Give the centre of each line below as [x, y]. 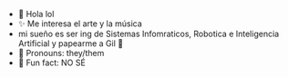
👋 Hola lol [36, 14]
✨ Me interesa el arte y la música [80, 24]
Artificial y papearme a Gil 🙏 [71, 43]
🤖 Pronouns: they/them [61, 53]
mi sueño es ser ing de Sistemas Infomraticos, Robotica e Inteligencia [149, 34]
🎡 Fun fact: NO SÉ [52, 63]
